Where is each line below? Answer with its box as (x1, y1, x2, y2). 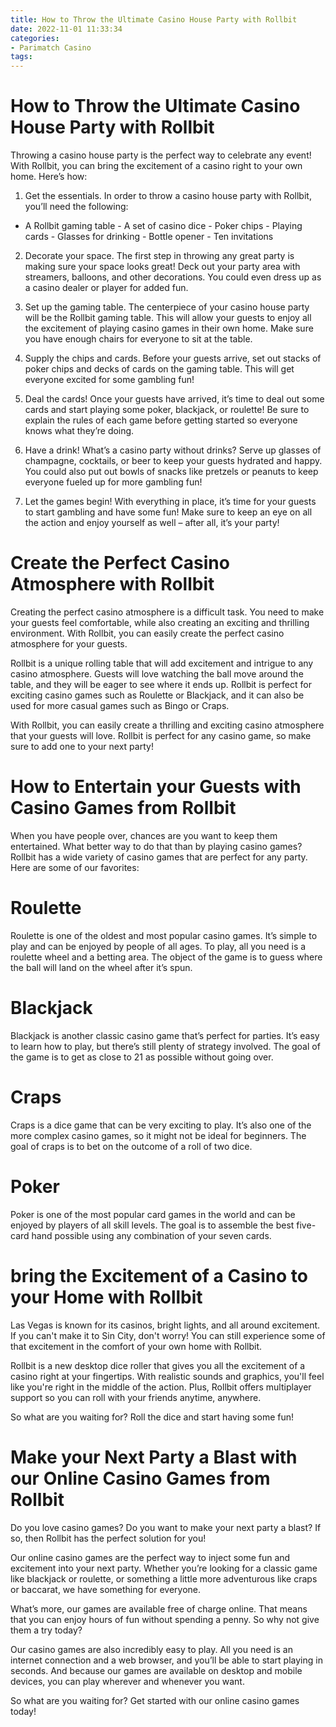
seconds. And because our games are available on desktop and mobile (10, 1664, 303, 1676)
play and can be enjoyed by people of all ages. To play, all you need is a (10, 940, 307, 952)
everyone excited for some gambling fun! (24, 374, 195, 386)
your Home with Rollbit (10, 1286, 203, 1308)
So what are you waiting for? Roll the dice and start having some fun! (10, 1411, 295, 1423)
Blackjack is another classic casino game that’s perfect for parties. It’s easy (10, 1029, 320, 1041)
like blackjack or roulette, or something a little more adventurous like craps (10, 1572, 318, 1585)
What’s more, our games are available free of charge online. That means (10, 1602, 308, 1615)
